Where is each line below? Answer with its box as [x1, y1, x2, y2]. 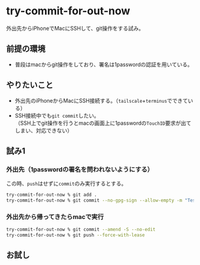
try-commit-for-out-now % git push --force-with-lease [6, 232, 145, 238]
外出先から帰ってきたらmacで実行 [6, 212, 104, 221]
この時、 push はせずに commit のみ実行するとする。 [6, 180, 127, 187]
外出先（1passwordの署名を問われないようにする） [6, 165, 154, 174]
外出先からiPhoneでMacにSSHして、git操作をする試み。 [6, 24, 144, 32]
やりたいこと [6, 80, 54, 90]
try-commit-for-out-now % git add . [6, 192, 97, 198]
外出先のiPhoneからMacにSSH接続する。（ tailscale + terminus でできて [14, 97, 189, 104]
